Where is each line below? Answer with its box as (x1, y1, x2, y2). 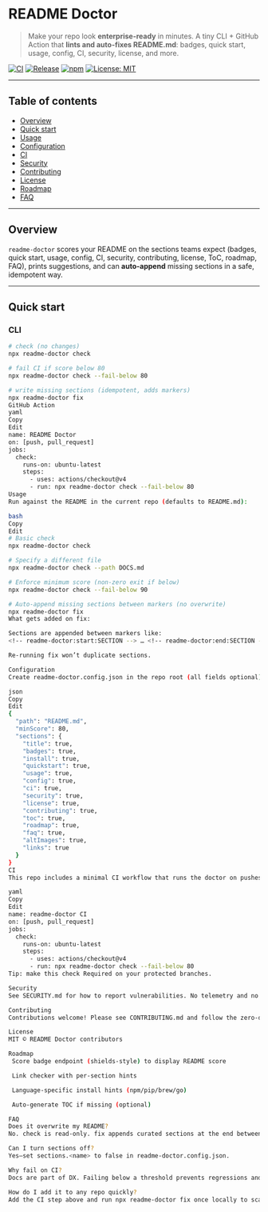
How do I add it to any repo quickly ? (8, 1188, 137, 1196)
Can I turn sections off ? (8, 1145, 94, 1153)
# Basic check (8, 534, 56, 542)
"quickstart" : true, (22, 762, 91, 770)
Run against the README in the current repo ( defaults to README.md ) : (8, 498, 248, 506)
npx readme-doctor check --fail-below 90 (8, 586, 148, 594)
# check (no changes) (8, 342, 81, 350)
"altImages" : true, (22, 837, 88, 845)
